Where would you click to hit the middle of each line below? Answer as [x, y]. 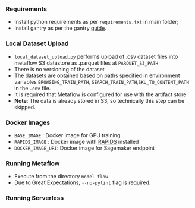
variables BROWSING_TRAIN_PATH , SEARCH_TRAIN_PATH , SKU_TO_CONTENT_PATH [102, 81]
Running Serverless [35, 198]
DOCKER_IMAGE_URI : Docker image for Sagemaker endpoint [84, 148]
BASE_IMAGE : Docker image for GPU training [67, 135]
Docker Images [28, 122]
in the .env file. [32, 88]
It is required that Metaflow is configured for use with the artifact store [100, 94]
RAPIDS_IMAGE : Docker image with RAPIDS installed [76, 141]
